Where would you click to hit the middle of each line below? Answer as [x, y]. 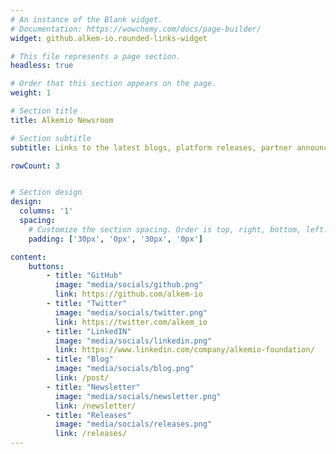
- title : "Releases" [89, 415]
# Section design [46, 192]
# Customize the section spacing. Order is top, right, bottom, [165, 229]
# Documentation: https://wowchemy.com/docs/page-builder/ [136, 29]
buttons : [46, 266]
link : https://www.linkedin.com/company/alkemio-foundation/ [184, 350]
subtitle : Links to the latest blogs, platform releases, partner [151, 147]
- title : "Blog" [80, 359]
